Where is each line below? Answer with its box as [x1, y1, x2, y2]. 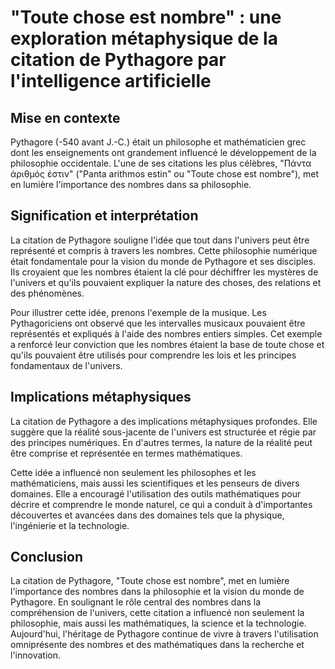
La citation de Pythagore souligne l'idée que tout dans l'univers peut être [10, 234, 310, 246]
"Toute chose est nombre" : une [10, 6, 282, 29]
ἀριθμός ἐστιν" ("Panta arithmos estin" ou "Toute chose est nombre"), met [10, 168, 319, 180]
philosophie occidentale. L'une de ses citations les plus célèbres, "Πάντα [10, 157, 312, 169]
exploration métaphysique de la [10, 27, 278, 50]
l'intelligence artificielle [10, 70, 212, 93]
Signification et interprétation [10, 207, 199, 225]
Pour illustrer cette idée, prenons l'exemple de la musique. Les [10, 306, 267, 318]
